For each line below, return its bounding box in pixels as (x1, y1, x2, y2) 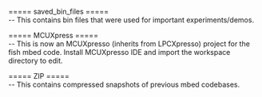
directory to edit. (8, 56, 63, 65)
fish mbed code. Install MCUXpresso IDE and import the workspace (8, 48, 231, 56)
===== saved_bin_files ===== (8, 7, 109, 16)
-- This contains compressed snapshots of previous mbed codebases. (8, 80, 240, 89)
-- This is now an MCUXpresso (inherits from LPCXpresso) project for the (8, 39, 250, 48)
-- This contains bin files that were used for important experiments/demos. (8, 15, 254, 25)
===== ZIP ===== (8, 72, 70, 80)
